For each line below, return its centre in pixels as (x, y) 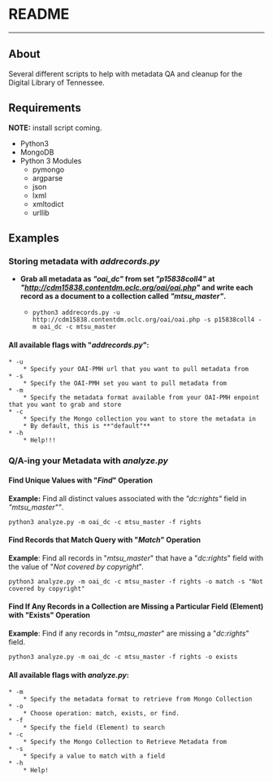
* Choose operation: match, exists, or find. (102, 714)
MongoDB (37, 152)
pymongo (48, 169)
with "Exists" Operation (50, 615)
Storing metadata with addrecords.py (84, 261)
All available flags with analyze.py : (69, 675)
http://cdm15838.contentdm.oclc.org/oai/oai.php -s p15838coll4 (143, 320)
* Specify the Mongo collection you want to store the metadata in (139, 419)
